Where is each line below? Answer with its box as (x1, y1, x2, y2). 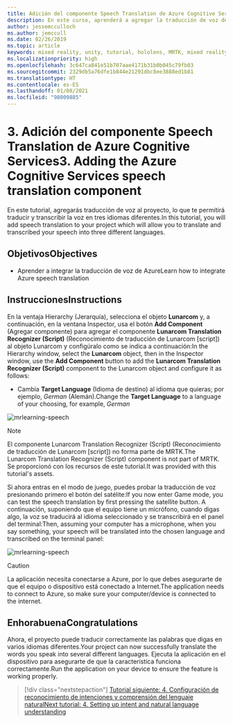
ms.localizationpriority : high (7, 56, 98, 62)
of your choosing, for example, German (17, 400, 130, 408)
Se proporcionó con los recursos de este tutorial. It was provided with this (7, 462, 217, 470)
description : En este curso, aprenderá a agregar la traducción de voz (7, 17, 218, 24)
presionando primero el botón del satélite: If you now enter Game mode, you (7, 490, 223, 498)
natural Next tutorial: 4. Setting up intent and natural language (24, 700, 199, 708)
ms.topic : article (7, 42, 60, 49)
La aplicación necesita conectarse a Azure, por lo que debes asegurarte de (7, 575, 223, 583)
